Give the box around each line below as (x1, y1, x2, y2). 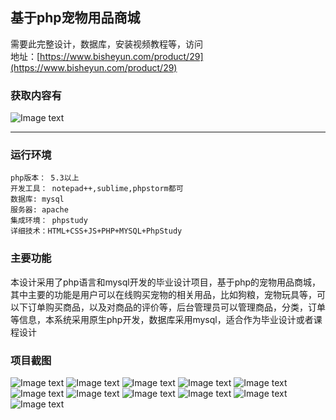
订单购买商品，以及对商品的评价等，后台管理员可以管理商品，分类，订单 (27, 301, 326, 313)
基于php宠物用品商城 (10, 9, 141, 27)
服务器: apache (10, 205, 69, 215)
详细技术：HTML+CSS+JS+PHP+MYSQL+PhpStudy (10, 226, 183, 237)
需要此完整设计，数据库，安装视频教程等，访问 (10, 38, 203, 50)
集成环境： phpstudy (10, 216, 88, 226)
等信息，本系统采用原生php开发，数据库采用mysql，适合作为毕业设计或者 (10, 313, 314, 325)
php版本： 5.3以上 (10, 173, 80, 183)
